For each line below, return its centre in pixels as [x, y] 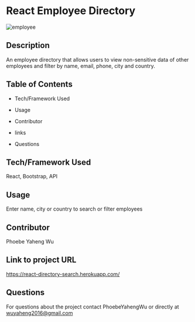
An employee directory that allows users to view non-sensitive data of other [97, 59]
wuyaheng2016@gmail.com [40, 313]
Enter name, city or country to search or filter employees [74, 209]
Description [28, 45]
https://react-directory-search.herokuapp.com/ [63, 274]
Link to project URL [41, 260]
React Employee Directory [71, 11]
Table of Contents [40, 84]
